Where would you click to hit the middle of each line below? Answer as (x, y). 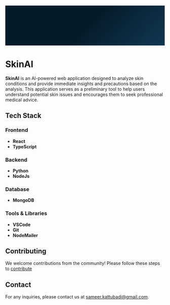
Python (20, 171)
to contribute (19, 269)
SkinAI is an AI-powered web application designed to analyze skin (74, 78)
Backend (16, 160)
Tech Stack (23, 116)
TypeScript (25, 146)
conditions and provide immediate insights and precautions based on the (81, 84)
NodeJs (21, 176)
